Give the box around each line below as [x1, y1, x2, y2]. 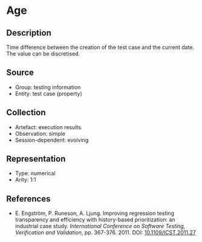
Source [6, 68, 34, 78]
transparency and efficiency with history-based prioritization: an [15, 216, 175, 223]
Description [6, 28, 51, 38]
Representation [6, 154, 66, 164]
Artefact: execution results [15, 123, 82, 130]
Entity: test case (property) [15, 90, 83, 97]
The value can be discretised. [6, 50, 80, 57]
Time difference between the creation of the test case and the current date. [6, 43, 195, 51]
